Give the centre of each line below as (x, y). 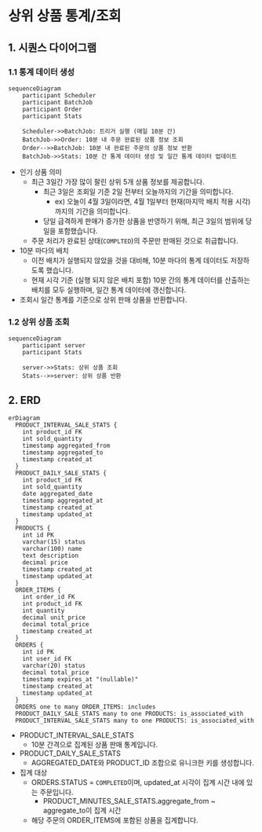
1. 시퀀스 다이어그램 (52, 48)
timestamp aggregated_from (66, 445)
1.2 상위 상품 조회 (39, 321)
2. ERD (25, 400)
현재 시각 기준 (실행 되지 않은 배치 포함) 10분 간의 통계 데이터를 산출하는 (141, 280)
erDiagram (24, 418)
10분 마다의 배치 (44, 250)
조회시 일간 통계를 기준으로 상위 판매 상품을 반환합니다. (103, 299)
